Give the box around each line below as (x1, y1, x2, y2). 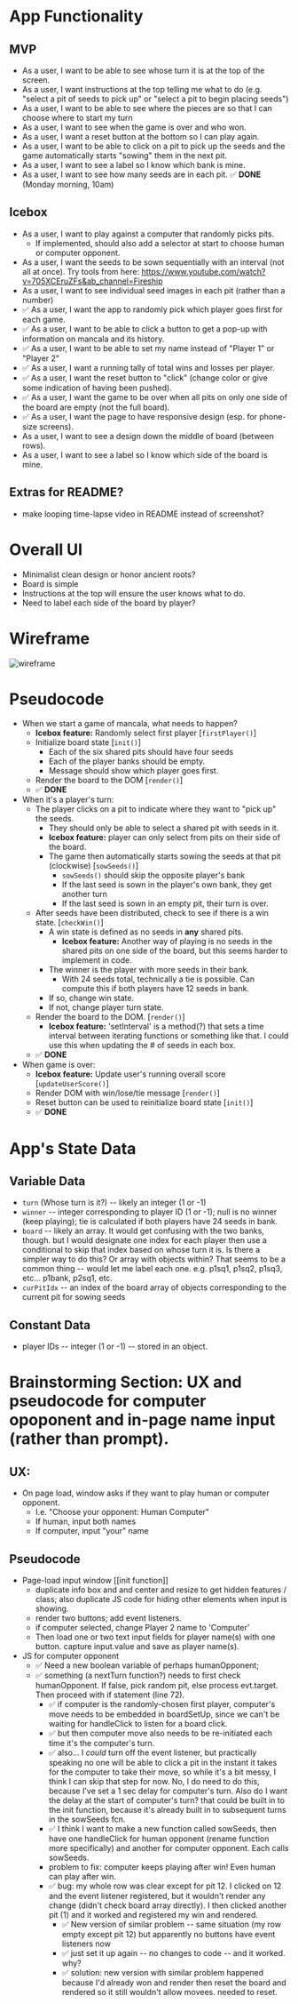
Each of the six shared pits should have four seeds (48, 747, 233, 758)
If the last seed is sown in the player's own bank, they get (61, 879, 272, 890)
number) (21, 294, 54, 305)
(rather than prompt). (9, 1429, 169, 1449)
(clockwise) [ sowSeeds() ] (48, 861, 139, 871)
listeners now (61, 1938, 111, 1949)
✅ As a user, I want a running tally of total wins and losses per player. (21, 362, 275, 373)
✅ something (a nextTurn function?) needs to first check (35, 1670, 241, 1681)
